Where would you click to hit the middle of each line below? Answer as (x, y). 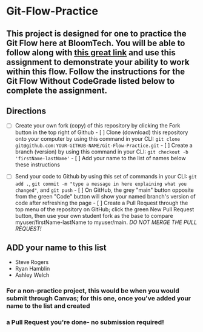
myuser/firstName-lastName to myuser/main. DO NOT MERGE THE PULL (106, 222)
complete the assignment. (57, 90)
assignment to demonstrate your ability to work (98, 62)
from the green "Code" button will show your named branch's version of (105, 196)
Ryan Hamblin (32, 269)
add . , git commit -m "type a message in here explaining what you (101, 183)
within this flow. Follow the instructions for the (96, 71)
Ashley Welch (32, 275)
